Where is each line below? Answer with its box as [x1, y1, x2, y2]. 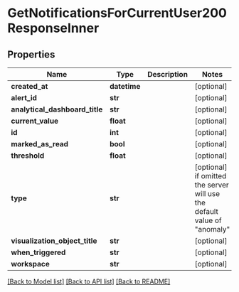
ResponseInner [7, 20, 100, 36]
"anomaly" [194, 225, 230, 234]
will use [194, 189, 221, 198]
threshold [11, 151, 45, 161]
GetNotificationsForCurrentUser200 [7, 5, 228, 21]
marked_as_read [11, 139, 69, 148]
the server [194, 180, 229, 190]
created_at [11, 82, 48, 91]
